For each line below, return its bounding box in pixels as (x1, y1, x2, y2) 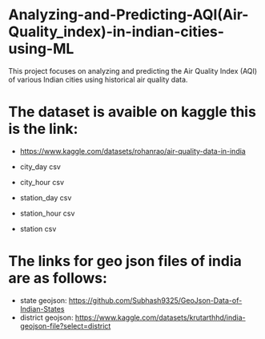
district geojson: (19, 313, 74, 322)
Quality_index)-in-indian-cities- (8, 22, 225, 41)
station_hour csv (19, 208, 75, 218)
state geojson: (19, 295, 67, 305)
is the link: (8, 120, 78, 138)
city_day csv (19, 162, 62, 172)
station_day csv (19, 192, 72, 202)
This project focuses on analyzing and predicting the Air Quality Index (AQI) (8, 66, 258, 75)
